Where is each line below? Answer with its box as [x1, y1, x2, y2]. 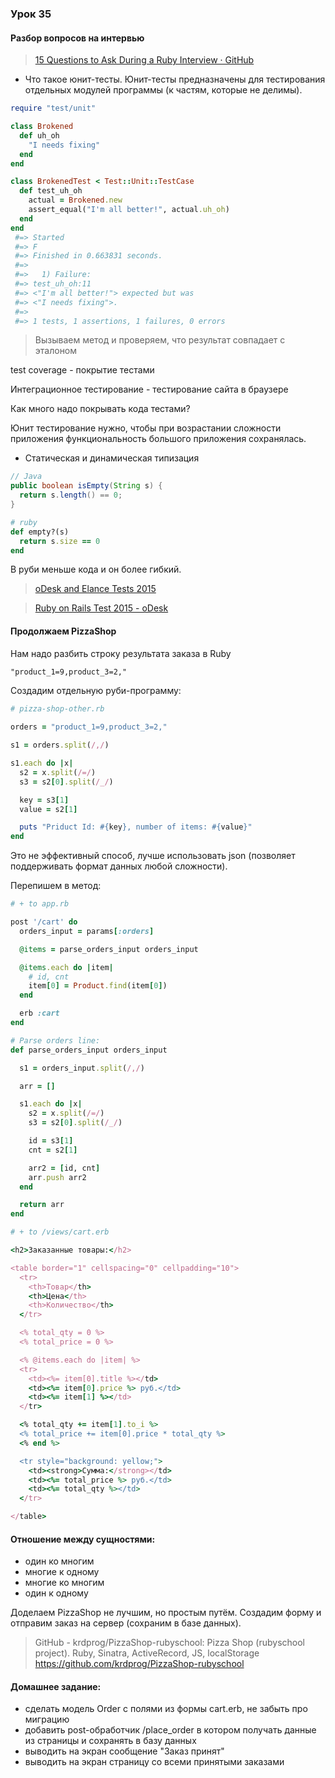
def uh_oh [19, 130, 60, 141]
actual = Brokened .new [28, 195, 123, 206]
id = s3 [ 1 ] [28, 1136, 74, 1146]
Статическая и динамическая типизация [24, 452, 200, 464]
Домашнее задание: [10, 1680, 102, 1692]
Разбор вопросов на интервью [10, 32, 145, 44]
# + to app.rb [10, 899, 70, 909]
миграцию [24, 1713, 70, 1726]
